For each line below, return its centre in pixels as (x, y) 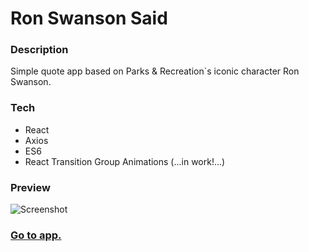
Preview (30, 187)
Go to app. (36, 235)
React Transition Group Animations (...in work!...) (125, 161)
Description (39, 50)
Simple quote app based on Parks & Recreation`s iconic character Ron (155, 71)
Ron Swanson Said (89, 18)
